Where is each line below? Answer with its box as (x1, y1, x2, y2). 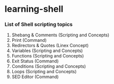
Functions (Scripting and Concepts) (11, 53, 84, 59)
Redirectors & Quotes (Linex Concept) (11, 43, 89, 49)
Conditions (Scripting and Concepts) (11, 63, 86, 69)
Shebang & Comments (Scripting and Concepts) (11, 32, 110, 38)
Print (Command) (11, 37, 47, 43)
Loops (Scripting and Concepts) (11, 69, 77, 75)
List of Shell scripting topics (4, 21, 73, 28)
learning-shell (4, 3, 63, 15)
